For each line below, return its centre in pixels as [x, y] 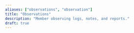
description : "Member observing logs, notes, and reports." [67, 18]
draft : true [17, 23]
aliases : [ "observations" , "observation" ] [49, 9]
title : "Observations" [28, 14]
